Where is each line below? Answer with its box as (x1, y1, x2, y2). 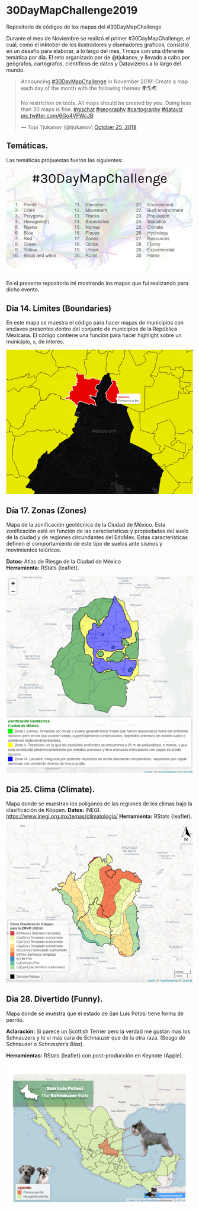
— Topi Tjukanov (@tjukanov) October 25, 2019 (20, 123, 137, 131)
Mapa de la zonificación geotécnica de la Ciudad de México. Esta (6, 521, 166, 528)
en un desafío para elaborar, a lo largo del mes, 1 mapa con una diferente (6, 47, 185, 54)
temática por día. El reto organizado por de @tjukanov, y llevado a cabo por (6, 53, 191, 61)
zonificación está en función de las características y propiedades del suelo (6, 527, 189, 535)
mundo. (6, 66, 25, 73)
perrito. (6, 1016, 24, 1023)
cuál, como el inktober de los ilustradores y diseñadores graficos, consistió (6, 41, 190, 48)
